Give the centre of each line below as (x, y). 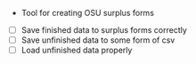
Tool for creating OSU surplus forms (88, 13)
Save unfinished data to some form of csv (98, 40)
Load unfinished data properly (77, 50)
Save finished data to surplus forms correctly (104, 30)
